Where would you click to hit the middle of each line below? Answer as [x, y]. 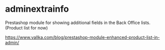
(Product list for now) [27, 27]
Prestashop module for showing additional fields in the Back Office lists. [78, 23]
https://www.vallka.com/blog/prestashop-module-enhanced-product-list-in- [82, 37]
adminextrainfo [37, 9]
